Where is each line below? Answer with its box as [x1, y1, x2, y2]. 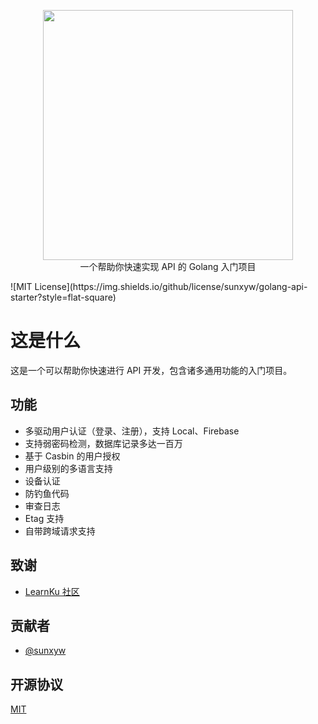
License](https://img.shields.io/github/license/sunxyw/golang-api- [34, 281, 308, 292]
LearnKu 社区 [24, 585, 80, 597]
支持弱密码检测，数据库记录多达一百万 [24, 437, 183, 449]
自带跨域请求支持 [24, 525, 96, 537]
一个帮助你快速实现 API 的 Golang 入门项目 [79, 261, 257, 272]
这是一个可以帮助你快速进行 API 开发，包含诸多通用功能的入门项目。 [10, 364, 293, 376]
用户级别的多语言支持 [24, 462, 113, 474]
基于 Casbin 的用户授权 [24, 450, 121, 462]
